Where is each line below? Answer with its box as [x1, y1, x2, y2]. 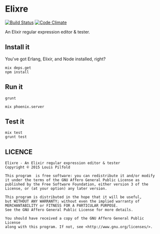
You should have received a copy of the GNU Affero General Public [5, 216, 144, 221]
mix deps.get [5, 65, 32, 70]
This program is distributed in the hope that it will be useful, [5, 195, 142, 200]
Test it [5, 117, 24, 126]
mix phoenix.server [5, 104, 45, 109]
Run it [5, 83, 23, 91]
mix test [5, 130, 23, 135]
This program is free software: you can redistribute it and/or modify [5, 174, 155, 179]
